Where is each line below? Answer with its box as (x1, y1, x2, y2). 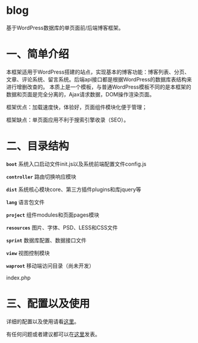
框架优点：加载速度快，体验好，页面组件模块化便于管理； (6, 103, 147, 111)
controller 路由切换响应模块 (6, 173, 76, 180)
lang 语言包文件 (6, 198, 45, 205)
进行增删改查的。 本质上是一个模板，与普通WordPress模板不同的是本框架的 (6, 83, 191, 90)
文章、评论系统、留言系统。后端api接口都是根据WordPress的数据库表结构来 (6, 75, 192, 83)
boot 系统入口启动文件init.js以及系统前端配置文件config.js (6, 160, 147, 168)
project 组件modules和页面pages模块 (6, 211, 100, 218)
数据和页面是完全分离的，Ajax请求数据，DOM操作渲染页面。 (6, 90, 155, 98)
